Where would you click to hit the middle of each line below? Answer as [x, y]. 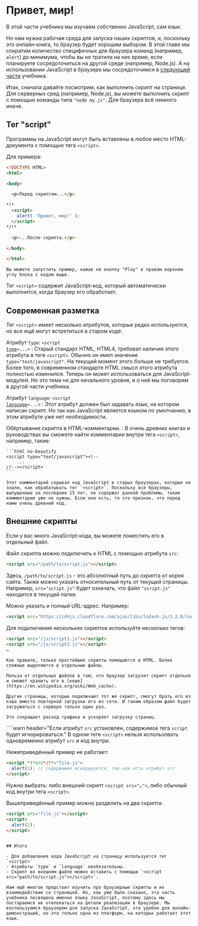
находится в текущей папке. [42, 594]
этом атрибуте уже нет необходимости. [57, 417]
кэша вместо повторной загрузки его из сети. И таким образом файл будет [99, 702]
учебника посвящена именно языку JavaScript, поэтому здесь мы [85, 898]
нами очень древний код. [37, 503]
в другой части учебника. [38, 386]
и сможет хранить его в [35, 681]
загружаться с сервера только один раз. [57, 707]
